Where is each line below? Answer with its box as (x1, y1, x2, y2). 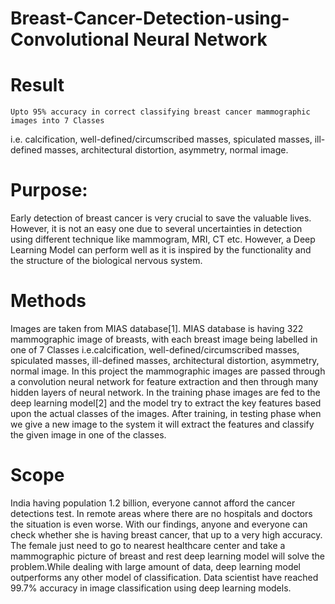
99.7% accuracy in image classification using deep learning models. (10, 582, 292, 594)
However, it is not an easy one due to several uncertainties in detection (10, 223, 303, 235)
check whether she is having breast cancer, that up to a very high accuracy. (10, 528, 323, 541)
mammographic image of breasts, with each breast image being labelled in (10, 333, 318, 345)
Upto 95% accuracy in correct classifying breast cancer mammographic (10, 107, 311, 117)
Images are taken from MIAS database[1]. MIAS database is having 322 (10, 323, 304, 334)
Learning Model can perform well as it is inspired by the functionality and (10, 244, 312, 256)
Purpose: (10, 179, 88, 202)
